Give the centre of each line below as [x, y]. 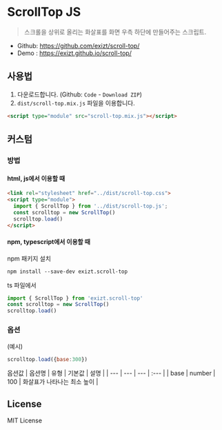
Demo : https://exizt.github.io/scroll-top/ [74, 53]
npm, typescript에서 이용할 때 [49, 241]
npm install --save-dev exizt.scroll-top [68, 272]
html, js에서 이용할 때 [36, 178]
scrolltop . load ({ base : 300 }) [48, 359]
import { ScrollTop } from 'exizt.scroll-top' [75, 298]
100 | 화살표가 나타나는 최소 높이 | [53, 382]
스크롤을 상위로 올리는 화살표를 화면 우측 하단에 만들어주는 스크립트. [115, 32]
